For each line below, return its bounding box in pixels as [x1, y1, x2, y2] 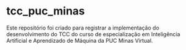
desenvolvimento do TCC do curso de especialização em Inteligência [6, 30, 181, 37]
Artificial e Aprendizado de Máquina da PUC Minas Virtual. [6, 37, 154, 44]
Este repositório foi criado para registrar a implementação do [6, 24, 160, 31]
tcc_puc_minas [6, 4, 85, 18]
